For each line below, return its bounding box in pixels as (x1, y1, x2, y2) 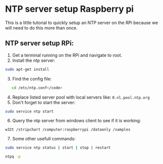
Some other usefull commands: (12, 136, 76, 142)
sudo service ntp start (5, 109, 54, 114)
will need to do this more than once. (5, 25, 78, 30)
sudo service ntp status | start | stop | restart (5, 145, 111, 150)
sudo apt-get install (5, 67, 50, 72)
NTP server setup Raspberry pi (5, 3, 134, 15)
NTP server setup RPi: (5, 39, 74, 48)
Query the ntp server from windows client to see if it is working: (12, 118, 141, 124)
